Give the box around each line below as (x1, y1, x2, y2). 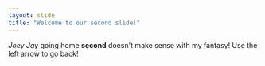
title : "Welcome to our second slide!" (8, 19, 141, 27)
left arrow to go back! (8, 49, 79, 58)
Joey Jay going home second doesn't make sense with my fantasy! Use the (8, 40, 258, 49)
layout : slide (8, 11, 56, 20)
